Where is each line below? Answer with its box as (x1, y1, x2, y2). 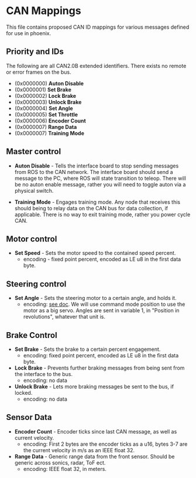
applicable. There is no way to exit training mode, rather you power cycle (14, 211, 191, 218)
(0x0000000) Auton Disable (14, 80, 84, 87)
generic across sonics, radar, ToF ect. (14, 459, 106, 466)
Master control (6, 146, 61, 156)
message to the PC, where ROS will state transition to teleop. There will (14, 175, 186, 182)
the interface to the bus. (14, 371, 73, 377)
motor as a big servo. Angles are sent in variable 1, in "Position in (23, 307, 180, 314)
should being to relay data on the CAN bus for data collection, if (14, 204, 169, 211)
